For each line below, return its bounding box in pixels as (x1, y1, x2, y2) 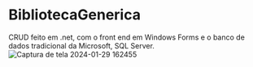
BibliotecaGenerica (8, 6, 141, 24)
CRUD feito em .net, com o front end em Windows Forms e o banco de (8, 32, 246, 42)
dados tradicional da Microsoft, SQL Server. (8, 40, 155, 50)
